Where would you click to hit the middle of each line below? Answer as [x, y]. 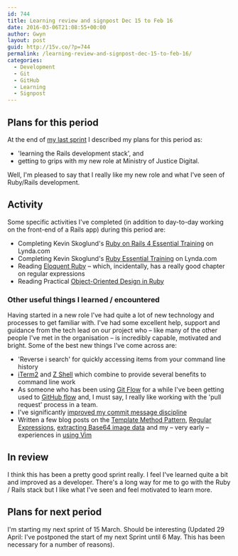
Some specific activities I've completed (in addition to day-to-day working [115, 222]
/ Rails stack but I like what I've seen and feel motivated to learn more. [110, 490]
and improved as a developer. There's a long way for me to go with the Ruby [119, 482]
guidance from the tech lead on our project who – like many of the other [113, 330]
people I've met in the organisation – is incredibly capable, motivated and [114, 338]
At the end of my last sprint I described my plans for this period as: [105, 139]
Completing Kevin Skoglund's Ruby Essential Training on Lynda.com [117, 258]
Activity [26, 205]
